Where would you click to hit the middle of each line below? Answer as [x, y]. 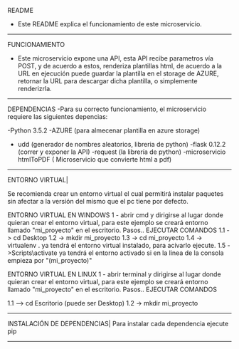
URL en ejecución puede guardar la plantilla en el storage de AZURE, [118, 73]
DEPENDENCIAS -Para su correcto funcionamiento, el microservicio [107, 109]
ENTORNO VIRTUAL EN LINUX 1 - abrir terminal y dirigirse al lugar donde [115, 274]
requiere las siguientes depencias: [58, 116]
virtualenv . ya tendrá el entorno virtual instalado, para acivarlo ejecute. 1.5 [117, 245]
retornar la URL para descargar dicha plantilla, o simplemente [107, 81]
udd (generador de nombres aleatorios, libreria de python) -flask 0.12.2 [122, 144]
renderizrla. [34, 89]
